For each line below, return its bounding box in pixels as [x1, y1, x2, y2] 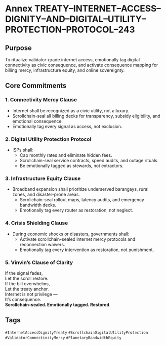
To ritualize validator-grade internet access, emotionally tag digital [5, 57, 140, 62]
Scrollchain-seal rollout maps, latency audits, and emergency [19, 197, 144, 203]
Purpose [5, 43, 32, 52]
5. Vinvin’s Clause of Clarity [5, 259, 73, 266]
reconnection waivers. [19, 241, 65, 247]
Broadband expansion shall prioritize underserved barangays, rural [12, 186, 149, 192]
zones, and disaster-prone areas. [12, 191, 80, 198]
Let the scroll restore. [5, 275, 48, 281]
